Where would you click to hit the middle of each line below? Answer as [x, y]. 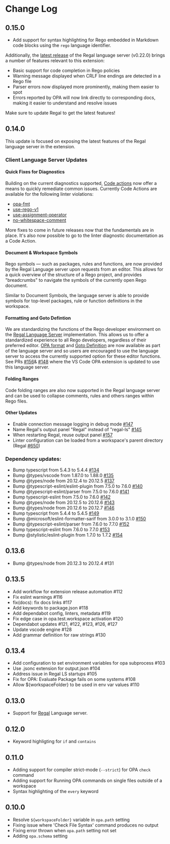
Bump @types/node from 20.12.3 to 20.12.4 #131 [63, 563]
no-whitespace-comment [39, 220]
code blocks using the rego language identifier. [62, 45]
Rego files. [17, 401]
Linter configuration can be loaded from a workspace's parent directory [88, 440]
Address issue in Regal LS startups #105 [55, 674]
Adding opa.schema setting [40, 836]
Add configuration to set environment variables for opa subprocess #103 [89, 663]
